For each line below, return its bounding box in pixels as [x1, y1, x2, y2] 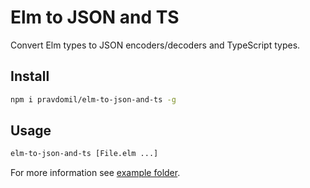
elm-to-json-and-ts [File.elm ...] [10, 149, 159, 159]
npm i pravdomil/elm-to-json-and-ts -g [10, 94, 177, 105]
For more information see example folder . [10, 167, 181, 179]
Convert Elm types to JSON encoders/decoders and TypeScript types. [10, 39, 301, 51]
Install [10, 68, 50, 85]
